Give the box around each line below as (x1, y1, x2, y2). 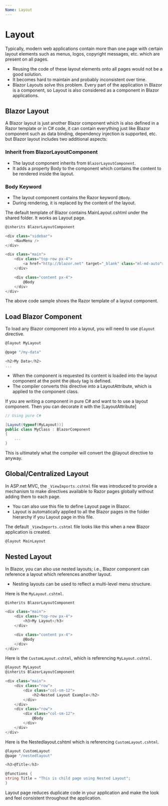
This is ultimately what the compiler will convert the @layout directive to (5, 450, 153, 456)
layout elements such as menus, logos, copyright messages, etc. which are (5, 51, 160, 57)
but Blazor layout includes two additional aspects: (5, 136, 107, 142)
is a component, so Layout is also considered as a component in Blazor (12, 87, 159, 93)
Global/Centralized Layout (5, 470, 89, 478)
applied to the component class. (12, 388, 79, 394)
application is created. (5, 529, 51, 535)
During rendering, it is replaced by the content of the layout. (12, 200, 136, 206)
